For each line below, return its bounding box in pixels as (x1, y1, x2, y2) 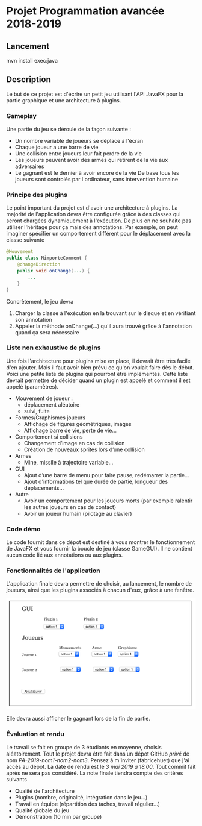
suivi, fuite (23, 407, 50, 415)
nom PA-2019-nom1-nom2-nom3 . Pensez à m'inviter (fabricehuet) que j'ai (6, 756, 189, 763)
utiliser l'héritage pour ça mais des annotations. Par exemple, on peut (6, 224, 179, 231)
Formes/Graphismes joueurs (14, 414, 86, 421)
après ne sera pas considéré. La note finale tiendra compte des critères (6, 769, 183, 777)
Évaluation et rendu (6, 730, 65, 739)
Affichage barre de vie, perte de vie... (23, 427, 117, 434)
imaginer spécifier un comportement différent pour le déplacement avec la (6, 230, 191, 237)
